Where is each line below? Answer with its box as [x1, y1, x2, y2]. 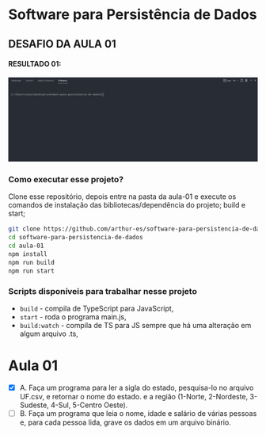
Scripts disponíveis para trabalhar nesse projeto [8, 285, 198, 296]
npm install [8, 250, 47, 258]
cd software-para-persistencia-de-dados [8, 234, 144, 242]
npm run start [8, 267, 55, 275]
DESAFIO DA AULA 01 [8, 37, 116, 51]
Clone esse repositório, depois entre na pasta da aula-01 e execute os [8, 192, 237, 201]
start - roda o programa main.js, [19, 311, 127, 322]
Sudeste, [19, 400, 49, 410]
